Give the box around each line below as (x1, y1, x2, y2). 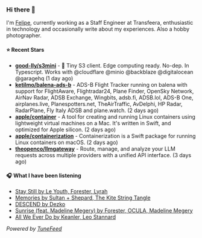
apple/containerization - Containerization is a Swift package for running (14, 132, 196, 139)
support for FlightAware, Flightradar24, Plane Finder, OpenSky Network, (14, 87, 194, 95)
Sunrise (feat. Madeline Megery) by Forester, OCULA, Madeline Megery (14, 207, 193, 214)
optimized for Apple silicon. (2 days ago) (14, 126, 116, 133)
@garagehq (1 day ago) (14, 75, 74, 82)
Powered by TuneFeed (6, 225, 62, 232)
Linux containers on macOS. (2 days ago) (14, 139, 119, 146)
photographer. (6, 32, 42, 39)
